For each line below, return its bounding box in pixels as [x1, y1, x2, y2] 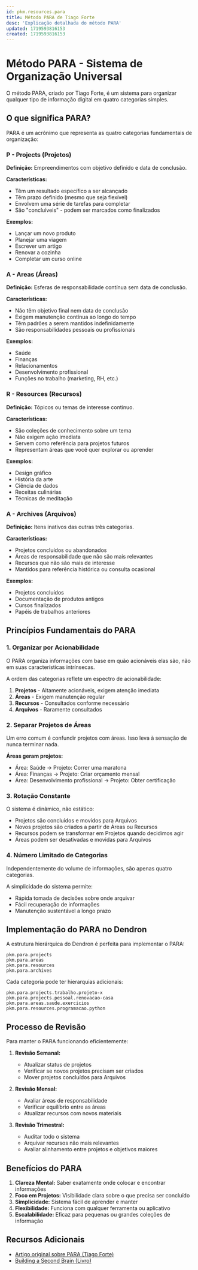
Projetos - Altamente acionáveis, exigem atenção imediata [14, 686, 160, 693]
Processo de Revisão [6, 1022, 86, 1032]
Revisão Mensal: [14, 1085, 57, 1092]
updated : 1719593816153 [6, 25, 66, 32]
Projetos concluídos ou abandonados [14, 547, 107, 554]
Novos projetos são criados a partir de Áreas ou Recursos [14, 823, 158, 831]
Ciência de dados [14, 482, 59, 489]
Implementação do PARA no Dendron [6, 924, 147, 935]
